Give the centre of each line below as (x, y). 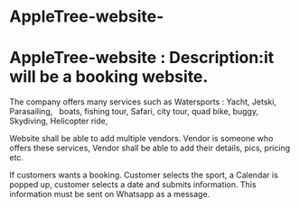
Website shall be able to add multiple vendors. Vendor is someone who (141, 139)
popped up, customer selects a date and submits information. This (133, 185)
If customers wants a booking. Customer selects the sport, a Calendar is (144, 175)
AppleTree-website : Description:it (142, 58)
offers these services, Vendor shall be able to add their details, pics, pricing (150, 148)
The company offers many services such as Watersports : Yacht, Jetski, (143, 102)
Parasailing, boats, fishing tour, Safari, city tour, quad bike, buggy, (134, 112)
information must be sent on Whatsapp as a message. (110, 194)
